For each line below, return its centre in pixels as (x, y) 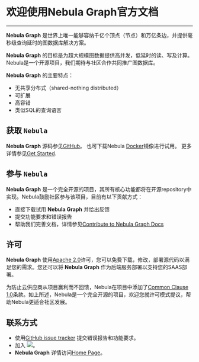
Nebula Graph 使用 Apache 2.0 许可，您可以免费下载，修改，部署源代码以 (95, 260)
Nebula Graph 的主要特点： (40, 75)
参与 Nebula (27, 174)
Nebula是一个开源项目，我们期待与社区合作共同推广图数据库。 (82, 62)
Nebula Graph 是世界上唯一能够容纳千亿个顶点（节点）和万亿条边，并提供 (97, 35)
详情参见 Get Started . (31, 153)
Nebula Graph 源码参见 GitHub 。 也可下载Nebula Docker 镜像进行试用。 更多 (99, 146)
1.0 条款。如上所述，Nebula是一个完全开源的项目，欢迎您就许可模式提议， (96, 294)
